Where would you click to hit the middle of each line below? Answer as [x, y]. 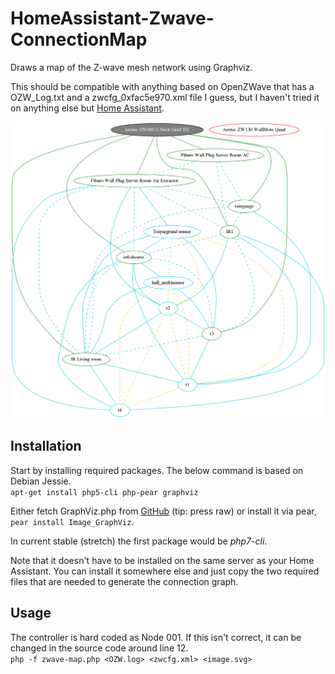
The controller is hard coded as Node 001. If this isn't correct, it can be [156, 637]
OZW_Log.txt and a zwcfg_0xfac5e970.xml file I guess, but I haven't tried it [165, 97]
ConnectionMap [79, 39]
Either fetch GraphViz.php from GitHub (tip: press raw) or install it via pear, [163, 511]
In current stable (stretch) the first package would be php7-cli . [139, 541]
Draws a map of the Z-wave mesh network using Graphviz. [131, 67]
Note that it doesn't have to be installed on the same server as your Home [162, 560]
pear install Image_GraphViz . [72, 521]
